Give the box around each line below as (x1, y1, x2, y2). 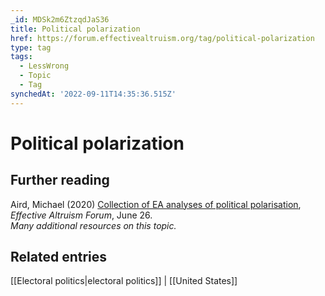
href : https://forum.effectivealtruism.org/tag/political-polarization (10, 33, 315, 43)
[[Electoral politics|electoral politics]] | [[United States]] (10, 275, 238, 287)
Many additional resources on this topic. (10, 219, 177, 231)
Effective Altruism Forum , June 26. (10, 209, 153, 221)
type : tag (10, 42, 52, 53)
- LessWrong (19, 61, 70, 71)
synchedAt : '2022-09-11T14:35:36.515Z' (10, 89, 177, 99)
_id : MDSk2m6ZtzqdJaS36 (10, 14, 110, 25)
